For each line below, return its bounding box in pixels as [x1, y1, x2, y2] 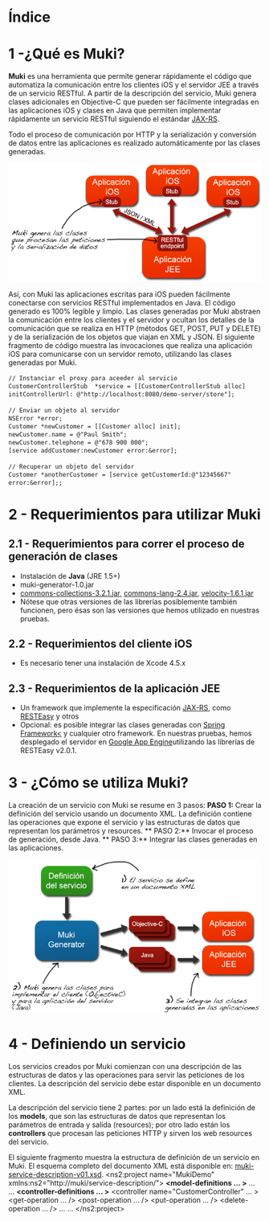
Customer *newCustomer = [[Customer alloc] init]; [8, 422, 181, 430]
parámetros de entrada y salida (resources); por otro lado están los [8, 1120, 230, 1129]
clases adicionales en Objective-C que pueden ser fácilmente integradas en [8, 97, 259, 107]
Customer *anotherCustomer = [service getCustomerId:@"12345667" [8, 470, 231, 478]
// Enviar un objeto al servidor [8, 406, 120, 414]
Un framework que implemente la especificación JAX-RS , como [19, 703, 231, 713]
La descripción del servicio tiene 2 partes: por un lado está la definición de [8, 1102, 255, 1112]
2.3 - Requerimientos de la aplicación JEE [8, 682, 221, 695]
